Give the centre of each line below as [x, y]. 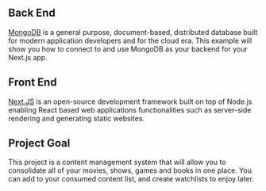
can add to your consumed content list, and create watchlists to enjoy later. [131, 179]
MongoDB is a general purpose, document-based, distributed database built [133, 32]
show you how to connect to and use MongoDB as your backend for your [128, 49]
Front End [33, 82]
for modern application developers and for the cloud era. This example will [130, 40]
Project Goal [39, 143]
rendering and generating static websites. [77, 118]
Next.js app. [28, 57]
